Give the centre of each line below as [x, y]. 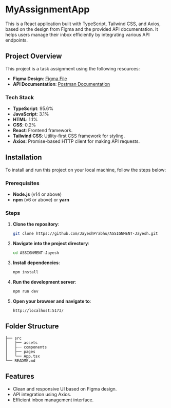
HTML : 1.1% [25, 120]
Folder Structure [32, 327]
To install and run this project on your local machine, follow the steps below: [86, 170]
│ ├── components [26, 347]
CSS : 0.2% [24, 125]
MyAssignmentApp [47, 10]
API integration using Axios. [42, 394]
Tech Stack [20, 97]
